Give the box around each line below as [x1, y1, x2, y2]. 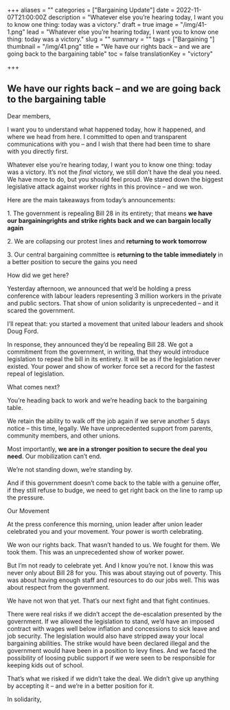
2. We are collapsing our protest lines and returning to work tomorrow [7, 237, 207, 245]
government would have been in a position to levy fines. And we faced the [7, 646, 218, 654]
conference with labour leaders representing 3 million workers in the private [7, 292, 222, 300]
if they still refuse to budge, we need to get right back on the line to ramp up [7, 486, 223, 494]
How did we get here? [7, 271, 69, 279]
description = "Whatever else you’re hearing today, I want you [47, 13, 224, 21]
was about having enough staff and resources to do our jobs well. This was [7, 576, 220, 584]
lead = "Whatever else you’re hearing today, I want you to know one [26, 28, 219, 36]
